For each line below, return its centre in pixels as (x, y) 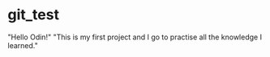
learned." (23, 45)
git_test (34, 15)
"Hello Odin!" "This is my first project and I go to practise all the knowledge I (135, 37)
